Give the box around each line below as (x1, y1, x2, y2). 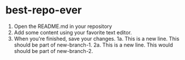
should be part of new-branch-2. (13, 47, 93, 54)
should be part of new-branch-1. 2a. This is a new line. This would (13, 41, 173, 48)
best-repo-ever (5, 3, 82, 17)
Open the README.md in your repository (13, 23, 112, 30)
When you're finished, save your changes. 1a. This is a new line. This (13, 35, 180, 42)
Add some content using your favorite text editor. (13, 29, 132, 36)
